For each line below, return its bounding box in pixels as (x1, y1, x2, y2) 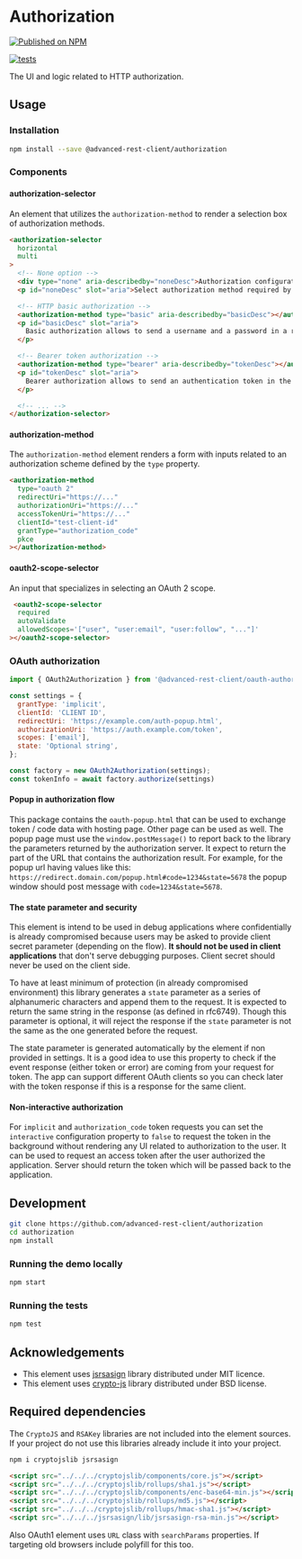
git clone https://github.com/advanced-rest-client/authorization (9, 1219, 263, 1228)
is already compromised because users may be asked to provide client (9, 931, 271, 942)
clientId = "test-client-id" (17, 518, 119, 527)
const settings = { (9, 692, 83, 701)
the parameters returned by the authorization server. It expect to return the (9, 843, 287, 854)
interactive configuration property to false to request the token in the (9, 1131, 271, 1142)
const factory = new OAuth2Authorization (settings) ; (9, 766, 211, 775)
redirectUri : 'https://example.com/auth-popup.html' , (17, 716, 223, 726)
